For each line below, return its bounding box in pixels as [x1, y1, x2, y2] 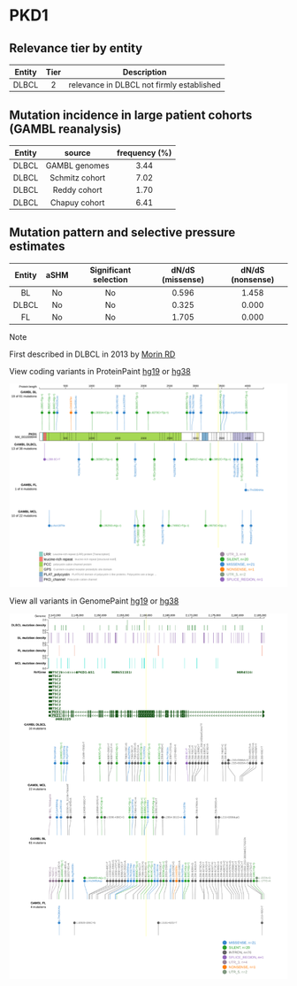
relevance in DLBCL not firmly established [68, 79, 221, 89]
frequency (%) [116, 147, 172, 158]
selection [92, 274, 128, 285]
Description [122, 66, 167, 77]
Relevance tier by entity [9, 41, 143, 56]
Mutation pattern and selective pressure [9, 225, 236, 240]
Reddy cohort [52, 185, 103, 196]
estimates [9, 239, 65, 254]
